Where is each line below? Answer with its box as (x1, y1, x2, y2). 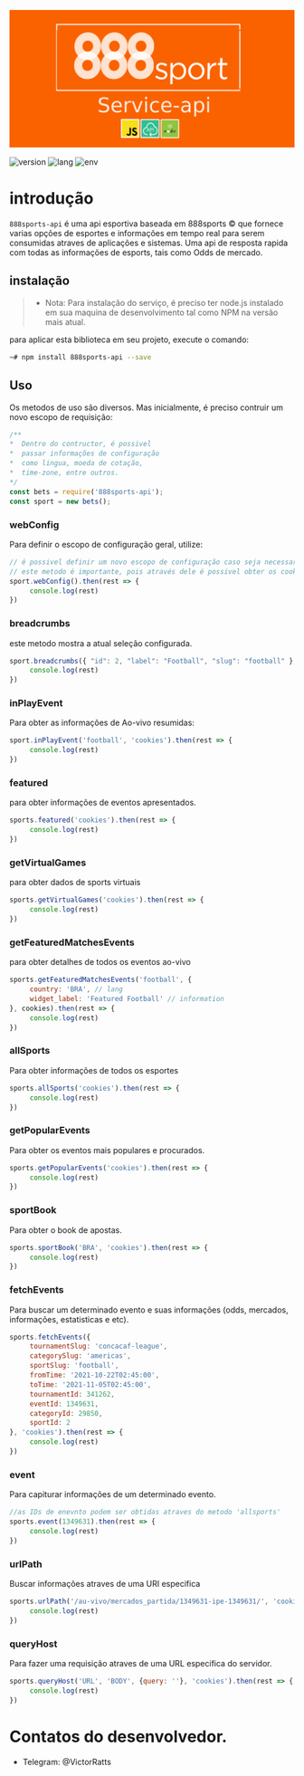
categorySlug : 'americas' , (29, 1351, 131, 1361)
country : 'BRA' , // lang (29, 985, 124, 994)
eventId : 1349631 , (29, 1399, 100, 1408)
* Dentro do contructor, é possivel (9, 440, 152, 449)
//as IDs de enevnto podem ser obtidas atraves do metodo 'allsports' (9, 1508, 281, 1517)
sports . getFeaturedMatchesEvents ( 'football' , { (9, 975, 193, 985)
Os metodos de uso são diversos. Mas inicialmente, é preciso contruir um (9, 402, 283, 413)
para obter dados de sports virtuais (9, 877, 141, 888)
